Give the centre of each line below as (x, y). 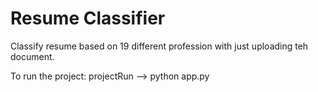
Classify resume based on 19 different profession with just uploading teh (159, 46)
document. (32, 56)
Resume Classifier (88, 18)
